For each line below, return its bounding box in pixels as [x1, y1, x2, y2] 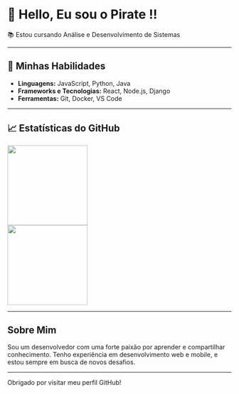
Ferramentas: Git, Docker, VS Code [17, 94, 122, 102]
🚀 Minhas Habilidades [7, 60, 106, 72]
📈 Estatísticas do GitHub [7, 122, 120, 134]
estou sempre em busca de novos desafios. [7, 358, 136, 366]
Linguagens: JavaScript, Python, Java [17, 79, 131, 87]
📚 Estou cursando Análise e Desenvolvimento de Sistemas [7, 30, 181, 38]
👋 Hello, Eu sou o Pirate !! [7, 6, 158, 23]
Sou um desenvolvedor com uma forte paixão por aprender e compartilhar [7, 343, 225, 351]
